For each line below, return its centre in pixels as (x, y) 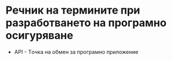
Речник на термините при (73, 10)
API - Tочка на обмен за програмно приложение (76, 52)
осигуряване (40, 36)
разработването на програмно (86, 23)
